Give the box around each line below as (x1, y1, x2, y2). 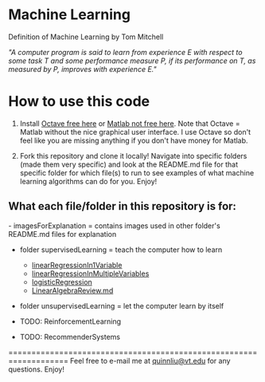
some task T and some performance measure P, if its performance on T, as (8, 56, 256, 65)
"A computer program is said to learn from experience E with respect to (8, 47, 243, 57)
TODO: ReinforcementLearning (19, 317, 122, 326)
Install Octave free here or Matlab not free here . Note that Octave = (19, 118, 240, 128)
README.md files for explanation (8, 229, 117, 238)
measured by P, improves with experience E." (8, 64, 157, 73)
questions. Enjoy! (8, 364, 65, 374)
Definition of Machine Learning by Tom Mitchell (8, 32, 164, 41)
